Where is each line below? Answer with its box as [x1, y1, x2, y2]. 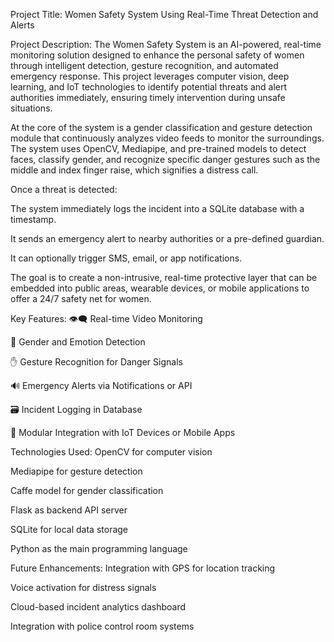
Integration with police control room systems [10, 620, 195, 632]
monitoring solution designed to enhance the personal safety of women [10, 49, 305, 61]
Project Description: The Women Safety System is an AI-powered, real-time [10, 39, 322, 50]
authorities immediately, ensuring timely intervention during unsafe [10, 92, 286, 103]
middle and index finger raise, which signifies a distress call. [10, 164, 259, 176]
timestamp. [10, 214, 57, 225]
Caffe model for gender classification [10, 485, 164, 496]
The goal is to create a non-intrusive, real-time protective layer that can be [10, 272, 318, 283]
